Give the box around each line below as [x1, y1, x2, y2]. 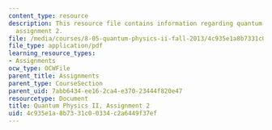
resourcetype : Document [8, 94, 89, 103]
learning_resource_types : [8, 49, 96, 57]
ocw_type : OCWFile [8, 65, 70, 73]
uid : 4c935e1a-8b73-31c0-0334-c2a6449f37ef [8, 110, 158, 118]
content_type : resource [8, 11, 89, 20]
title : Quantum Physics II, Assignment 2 [8, 102, 151, 110]
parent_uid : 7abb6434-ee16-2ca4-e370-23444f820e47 [8, 86, 183, 95]
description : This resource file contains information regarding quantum [8, 19, 263, 27]
